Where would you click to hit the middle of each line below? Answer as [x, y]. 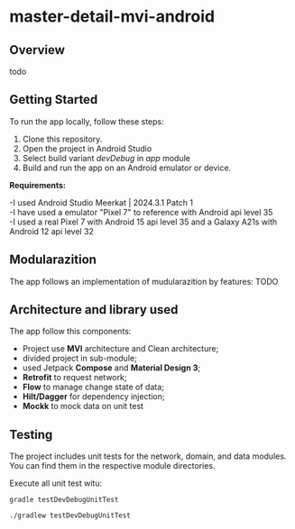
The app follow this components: [70, 332]
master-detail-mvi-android [112, 17]
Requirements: [37, 185]
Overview [37, 50]
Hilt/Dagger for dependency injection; [93, 397]
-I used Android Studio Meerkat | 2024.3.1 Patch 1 [101, 202]
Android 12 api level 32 [52, 231]
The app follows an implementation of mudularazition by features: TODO [144, 281]
